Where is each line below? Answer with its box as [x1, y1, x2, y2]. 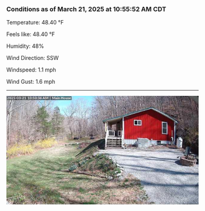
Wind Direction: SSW [6, 54, 59, 62]
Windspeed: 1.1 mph [6, 66, 57, 73]
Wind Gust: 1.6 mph [6, 78, 56, 86]
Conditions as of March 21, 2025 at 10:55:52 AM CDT [6, 5, 167, 13]
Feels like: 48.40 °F [6, 31, 55, 38]
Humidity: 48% [6, 42, 45, 50]
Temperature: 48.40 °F [6, 19, 64, 26]
